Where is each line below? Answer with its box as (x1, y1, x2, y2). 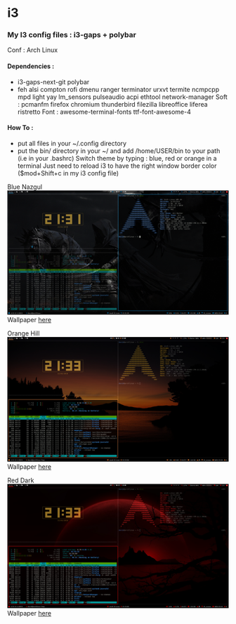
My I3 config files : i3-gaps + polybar (7, 30, 137, 40)
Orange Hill (7, 329, 40, 338)
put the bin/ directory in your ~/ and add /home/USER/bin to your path (17, 146, 221, 155)
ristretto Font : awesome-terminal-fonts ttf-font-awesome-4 (17, 107, 191, 116)
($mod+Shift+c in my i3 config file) (17, 168, 119, 177)
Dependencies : (7, 62, 55, 71)
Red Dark (7, 476, 34, 484)
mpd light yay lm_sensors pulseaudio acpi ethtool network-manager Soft (17, 93, 228, 101)
